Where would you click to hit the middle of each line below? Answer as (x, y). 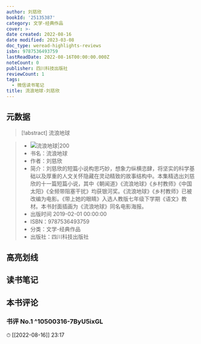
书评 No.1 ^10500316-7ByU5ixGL (55, 321)
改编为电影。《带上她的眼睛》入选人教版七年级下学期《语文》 (106, 198)
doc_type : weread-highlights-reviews (54, 46)
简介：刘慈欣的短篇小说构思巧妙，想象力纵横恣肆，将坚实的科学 (110, 168)
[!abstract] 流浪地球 (46, 133)
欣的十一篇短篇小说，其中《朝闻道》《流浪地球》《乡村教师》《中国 (111, 183)
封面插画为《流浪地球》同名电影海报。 (99, 206)
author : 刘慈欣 (24, 12)
